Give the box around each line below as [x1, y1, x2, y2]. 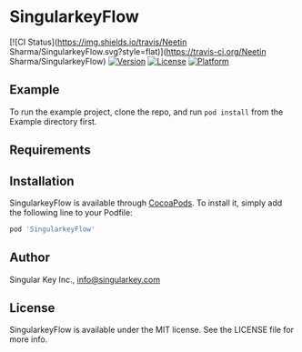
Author [9, 250, 50, 266]
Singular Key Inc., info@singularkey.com [9, 274, 161, 285]
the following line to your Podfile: [9, 206, 134, 217]
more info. [9, 334, 48, 345]
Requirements [9, 143, 91, 158]
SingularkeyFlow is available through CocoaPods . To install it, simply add [9, 197, 283, 208]
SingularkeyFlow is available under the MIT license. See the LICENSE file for [9, 325, 294, 336]
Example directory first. [9, 116, 97, 126]
